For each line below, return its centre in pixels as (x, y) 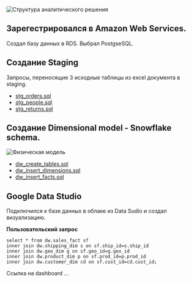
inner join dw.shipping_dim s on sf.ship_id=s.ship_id (78, 246)
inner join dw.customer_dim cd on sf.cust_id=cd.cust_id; (82, 262)
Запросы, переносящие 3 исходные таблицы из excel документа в (93, 77)
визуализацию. (26, 218)
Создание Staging (42, 63)
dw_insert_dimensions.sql (48, 171)
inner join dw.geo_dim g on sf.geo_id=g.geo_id (68, 251)
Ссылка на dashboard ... (38, 273)
